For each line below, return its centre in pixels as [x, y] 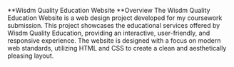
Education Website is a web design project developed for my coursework [115, 18]
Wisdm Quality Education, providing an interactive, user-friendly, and [109, 33]
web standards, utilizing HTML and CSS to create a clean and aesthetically [117, 48]
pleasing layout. [31, 56]
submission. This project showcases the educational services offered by [114, 25]
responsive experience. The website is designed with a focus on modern [114, 41]
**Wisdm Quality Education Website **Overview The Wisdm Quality [109, 10]
